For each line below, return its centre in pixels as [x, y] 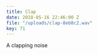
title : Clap [21, 12]
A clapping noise [27, 45]
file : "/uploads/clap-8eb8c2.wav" [50, 23]
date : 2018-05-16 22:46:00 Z [43, 17]
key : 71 [16, 28]
